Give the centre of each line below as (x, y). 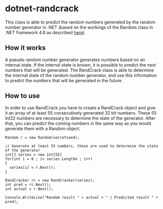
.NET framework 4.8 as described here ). (46, 32)
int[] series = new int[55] (34, 155)
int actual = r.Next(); (29, 189)
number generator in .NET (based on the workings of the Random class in (79, 27)
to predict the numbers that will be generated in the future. (64, 80)
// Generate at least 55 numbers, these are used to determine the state (82, 146)
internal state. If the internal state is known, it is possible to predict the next (81, 65)
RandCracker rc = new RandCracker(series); (50, 180)
